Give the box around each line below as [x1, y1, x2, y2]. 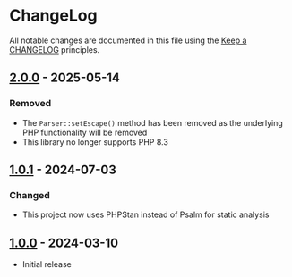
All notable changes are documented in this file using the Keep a [9, 35, 247, 46]
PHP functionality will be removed [21, 127, 148, 138]
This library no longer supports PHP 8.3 [21, 136, 168, 147]
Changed [9, 189, 51, 201]
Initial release [21, 259, 72, 270]
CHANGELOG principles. [9, 44, 100, 55]
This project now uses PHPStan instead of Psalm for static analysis [21, 209, 270, 220]
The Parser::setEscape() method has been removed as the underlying [21, 117, 284, 128]
